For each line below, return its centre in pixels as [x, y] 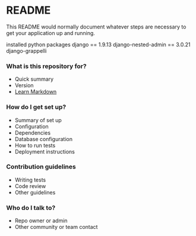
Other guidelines [35, 192]
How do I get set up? [36, 107]
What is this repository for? [47, 66]
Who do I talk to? [31, 208]
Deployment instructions [45, 151]
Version [24, 85]
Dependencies [33, 133]
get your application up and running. [50, 33]
